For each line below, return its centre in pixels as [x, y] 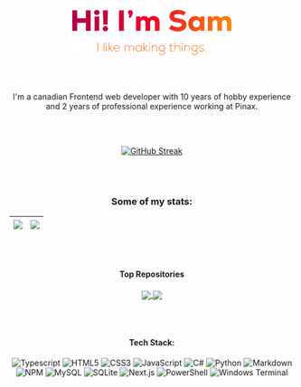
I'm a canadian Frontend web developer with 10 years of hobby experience [152, 97]
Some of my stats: [152, 201]
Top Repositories [152, 274]
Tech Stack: [152, 343]
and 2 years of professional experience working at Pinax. [152, 106]
